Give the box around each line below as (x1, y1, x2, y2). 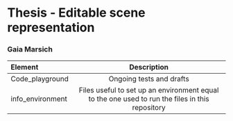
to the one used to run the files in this (88, 94, 209, 104)
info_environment (10, 94, 67, 104)
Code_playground (10, 74, 69, 84)
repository (132, 103, 166, 113)
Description (129, 63, 169, 72)
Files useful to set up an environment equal (78, 86, 219, 95)
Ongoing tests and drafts (108, 74, 189, 84)
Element (10, 63, 39, 72)
